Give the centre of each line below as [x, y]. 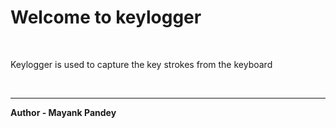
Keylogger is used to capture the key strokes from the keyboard [141, 64]
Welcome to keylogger [106, 17]
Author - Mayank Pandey [63, 112]
